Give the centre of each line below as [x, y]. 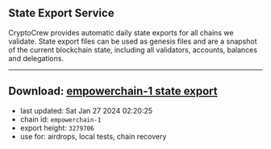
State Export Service [61, 13]
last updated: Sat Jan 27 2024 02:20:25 [86, 110]
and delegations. [36, 58]
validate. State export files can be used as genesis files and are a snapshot [133, 41]
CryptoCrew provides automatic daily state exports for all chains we [121, 32]
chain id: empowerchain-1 [60, 119]
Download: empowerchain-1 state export [113, 91]
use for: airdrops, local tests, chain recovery [93, 136]
